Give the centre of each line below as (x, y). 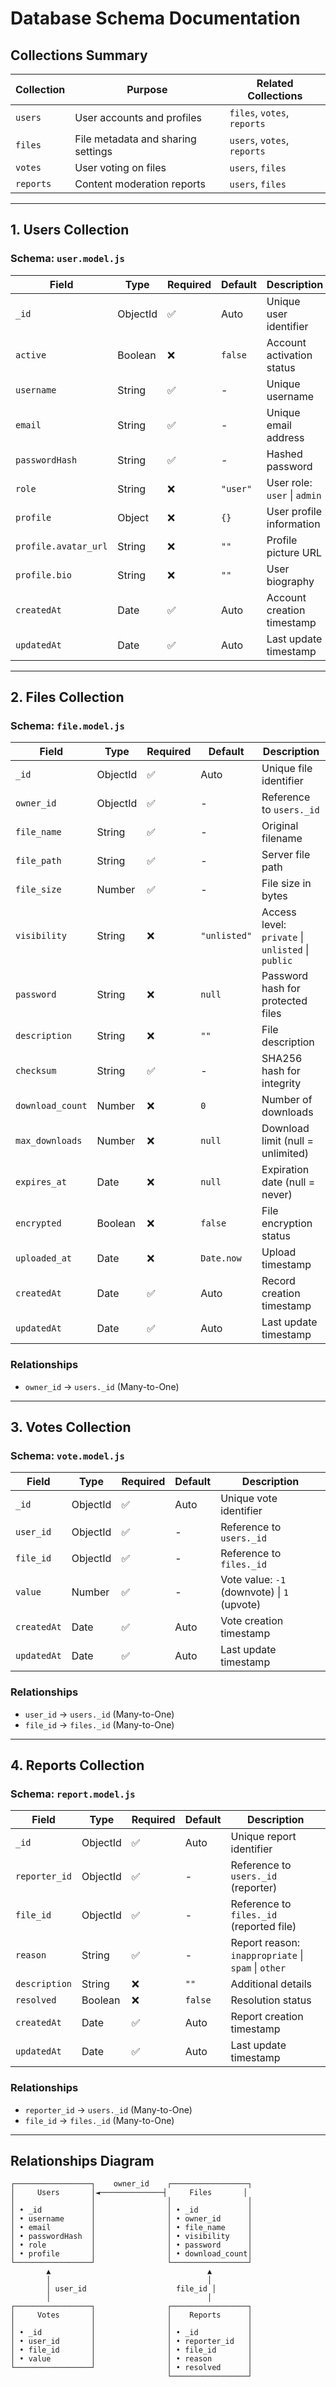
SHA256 (282, 1059)
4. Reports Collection (77, 1765)
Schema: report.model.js (73, 1794)
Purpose (147, 89)
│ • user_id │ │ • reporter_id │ (131, 2342)
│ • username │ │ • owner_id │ (131, 2219)
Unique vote (249, 1499)
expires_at (41, 1182)
